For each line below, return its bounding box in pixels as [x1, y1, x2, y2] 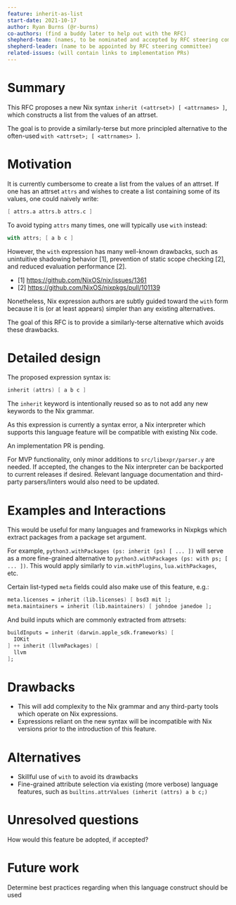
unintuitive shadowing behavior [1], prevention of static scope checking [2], [7, 255, 226, 263]
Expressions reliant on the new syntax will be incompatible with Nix [17, 717, 212, 726]
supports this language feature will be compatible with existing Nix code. [7, 428, 218, 437]
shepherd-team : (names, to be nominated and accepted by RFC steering [7, 37, 218, 44]
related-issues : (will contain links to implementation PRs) [7, 50, 190, 57]
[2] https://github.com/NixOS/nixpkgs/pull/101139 [17, 283, 160, 292]
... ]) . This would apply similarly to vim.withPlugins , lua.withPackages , [7, 562, 217, 570]
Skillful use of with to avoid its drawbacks [17, 773, 138, 781]
